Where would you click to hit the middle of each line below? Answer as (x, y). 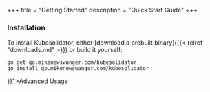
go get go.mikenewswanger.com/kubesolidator (72, 62)
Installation (27, 27)
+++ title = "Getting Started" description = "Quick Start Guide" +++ (103, 10)
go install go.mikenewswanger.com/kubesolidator (78, 69)
